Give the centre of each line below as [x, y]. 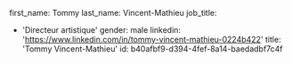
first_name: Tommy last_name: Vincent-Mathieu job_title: [113, 13]
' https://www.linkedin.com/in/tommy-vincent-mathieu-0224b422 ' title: [152, 39]
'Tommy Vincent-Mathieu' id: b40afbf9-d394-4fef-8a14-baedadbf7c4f [152, 49]
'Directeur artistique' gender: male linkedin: [101, 30]
